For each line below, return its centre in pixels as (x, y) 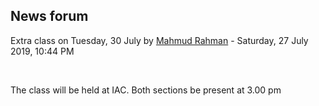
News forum (49, 16)
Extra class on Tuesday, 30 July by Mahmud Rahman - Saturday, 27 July (159, 40)
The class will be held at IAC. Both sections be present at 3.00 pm (146, 90)
